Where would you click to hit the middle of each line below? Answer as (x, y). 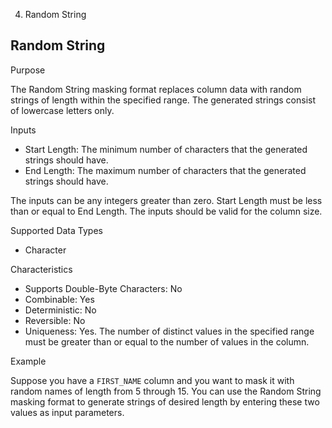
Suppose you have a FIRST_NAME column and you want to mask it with (152, 380)
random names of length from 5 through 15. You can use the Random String (166, 391)
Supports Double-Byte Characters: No (103, 288)
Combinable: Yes (59, 299)
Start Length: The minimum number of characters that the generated (166, 149)
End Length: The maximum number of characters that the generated (165, 170)
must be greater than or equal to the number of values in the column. (167, 341)
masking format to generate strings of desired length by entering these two (165, 401)
